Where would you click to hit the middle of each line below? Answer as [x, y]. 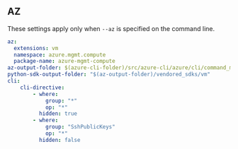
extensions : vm [36, 48]
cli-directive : [42, 88]
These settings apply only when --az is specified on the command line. [111, 28]
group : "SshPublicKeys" [80, 127]
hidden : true [58, 114]
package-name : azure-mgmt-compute [64, 61]
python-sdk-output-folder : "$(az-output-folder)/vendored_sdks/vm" [109, 74]
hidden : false [59, 140]
